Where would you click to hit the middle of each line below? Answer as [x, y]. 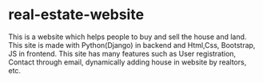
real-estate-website [76, 15]
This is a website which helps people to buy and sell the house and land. [128, 37]
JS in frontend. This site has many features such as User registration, [122, 53]
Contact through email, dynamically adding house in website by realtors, [128, 62]
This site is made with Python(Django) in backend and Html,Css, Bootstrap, [132, 45]
